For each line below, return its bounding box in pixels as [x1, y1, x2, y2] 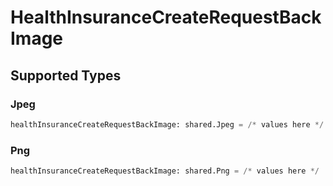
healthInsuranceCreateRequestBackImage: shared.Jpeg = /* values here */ [10, 119, 325, 130]
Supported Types [10, 67, 122, 84]
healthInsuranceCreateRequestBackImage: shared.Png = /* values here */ [10, 166, 320, 176]
